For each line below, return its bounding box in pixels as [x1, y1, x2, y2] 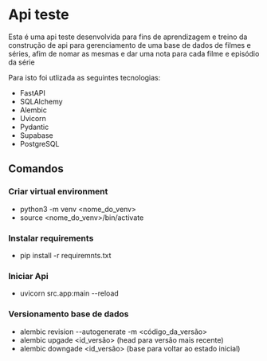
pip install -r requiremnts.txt [19, 250, 112, 260]
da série [8, 57, 35, 67]
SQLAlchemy [19, 96, 63, 106]
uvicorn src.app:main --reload [19, 288, 120, 298]
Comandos [8, 162, 64, 176]
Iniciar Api [8, 270, 49, 281]
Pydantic [19, 122, 49, 131]
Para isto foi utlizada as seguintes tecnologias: [8, 73, 161, 82]
